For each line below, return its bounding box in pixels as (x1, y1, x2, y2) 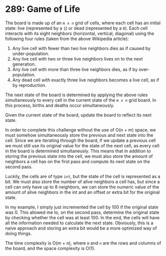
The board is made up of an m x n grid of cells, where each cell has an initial (5, 20, 161, 26)
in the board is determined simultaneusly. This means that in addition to (5, 148, 151, 154)
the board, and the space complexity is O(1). (5, 245, 96, 251)
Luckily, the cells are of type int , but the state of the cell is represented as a (5, 173, 161, 179)
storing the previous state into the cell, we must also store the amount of (5, 153, 153, 159)
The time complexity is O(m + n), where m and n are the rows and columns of (5, 240, 162, 246)
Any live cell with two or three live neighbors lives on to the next (12, 56, 143, 62)
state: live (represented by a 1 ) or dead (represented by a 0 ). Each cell (5, 25, 148, 31)
